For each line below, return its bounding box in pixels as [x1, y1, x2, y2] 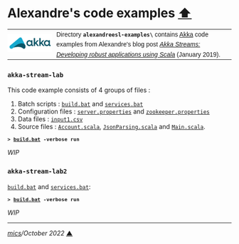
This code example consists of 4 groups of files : [7, 86, 151, 94]
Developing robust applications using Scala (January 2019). [56, 50, 221, 59]
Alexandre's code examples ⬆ [7, 5, 192, 21]
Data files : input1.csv [17, 115, 83, 123]
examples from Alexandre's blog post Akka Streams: [56, 41, 201, 49]
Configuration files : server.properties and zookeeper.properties [17, 107, 210, 116]
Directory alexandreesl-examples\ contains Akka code [56, 30, 208, 39]
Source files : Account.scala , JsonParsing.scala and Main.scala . [17, 123, 206, 131]
